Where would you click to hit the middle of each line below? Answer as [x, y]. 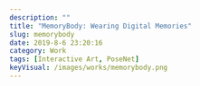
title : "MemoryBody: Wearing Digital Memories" [101, 26]
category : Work [38, 51]
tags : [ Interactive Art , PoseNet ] [75, 59]
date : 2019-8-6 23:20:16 [56, 43]
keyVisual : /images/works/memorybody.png [89, 68]
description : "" [40, 17]
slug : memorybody [42, 34]
